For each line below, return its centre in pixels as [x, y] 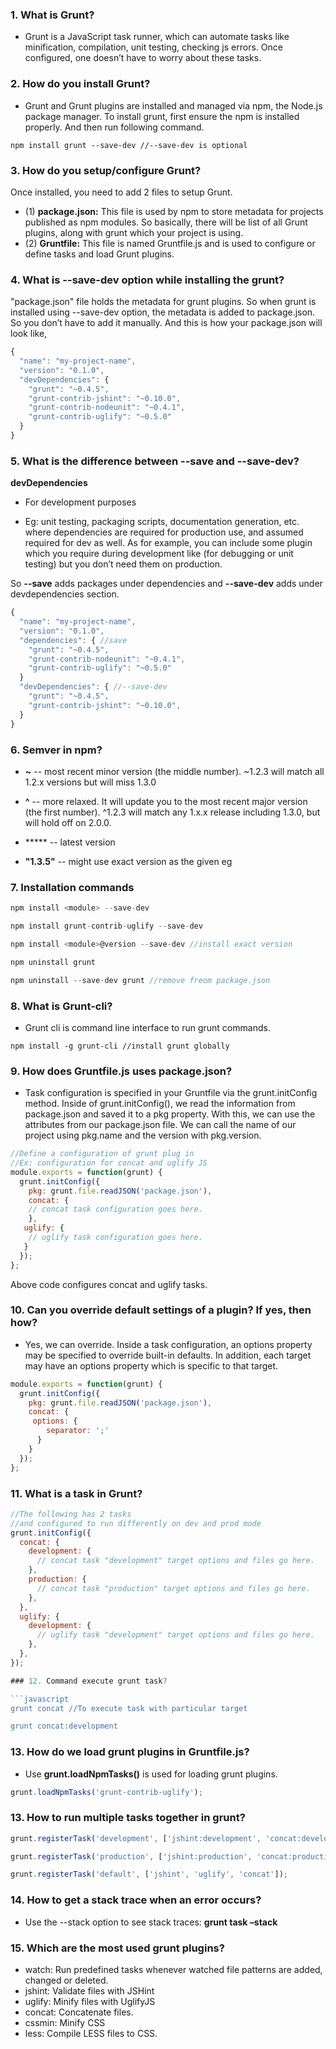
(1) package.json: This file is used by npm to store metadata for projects [174, 211]
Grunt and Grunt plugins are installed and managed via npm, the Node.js [173, 105]
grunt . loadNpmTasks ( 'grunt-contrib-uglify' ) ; [106, 1792]
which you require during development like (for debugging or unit [159, 554]
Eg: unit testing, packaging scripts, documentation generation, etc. [162, 522]
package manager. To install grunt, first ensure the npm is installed [162, 116]
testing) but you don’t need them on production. [123, 564]
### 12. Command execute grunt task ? [89, 1681]
